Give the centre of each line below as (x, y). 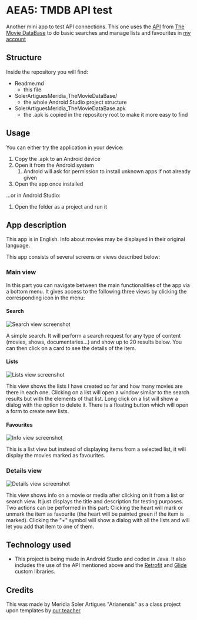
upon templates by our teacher (44, 611)
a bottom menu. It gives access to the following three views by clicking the (96, 291)
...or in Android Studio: (33, 195)
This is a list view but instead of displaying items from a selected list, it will (96, 449)
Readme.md (29, 83)
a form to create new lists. (38, 411)
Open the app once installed (49, 184)
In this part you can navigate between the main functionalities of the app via (98, 285)
